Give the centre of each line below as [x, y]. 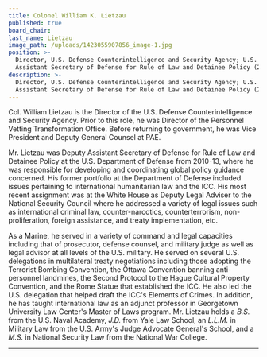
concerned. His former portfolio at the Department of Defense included [125, 178]
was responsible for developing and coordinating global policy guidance [126, 170]
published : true [35, 23]
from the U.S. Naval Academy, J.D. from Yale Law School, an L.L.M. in [122, 320]
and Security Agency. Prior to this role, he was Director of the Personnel [126, 121]
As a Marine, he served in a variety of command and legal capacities [120, 236]
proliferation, [29, 220]
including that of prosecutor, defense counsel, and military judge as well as [131, 244]
